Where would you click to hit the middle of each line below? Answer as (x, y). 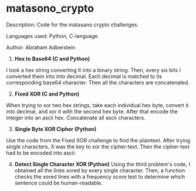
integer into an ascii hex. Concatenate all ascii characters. (76, 117)
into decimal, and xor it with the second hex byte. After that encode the (92, 111)
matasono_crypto (50, 8)
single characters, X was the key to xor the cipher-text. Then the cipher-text (98, 146)
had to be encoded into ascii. (41, 153)
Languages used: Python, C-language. (53, 36)
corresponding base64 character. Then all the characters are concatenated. (98, 82)
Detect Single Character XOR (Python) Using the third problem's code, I (102, 164)
